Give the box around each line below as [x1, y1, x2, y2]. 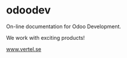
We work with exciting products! [6, 34, 85, 41]
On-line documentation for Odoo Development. [6, 23, 122, 30]
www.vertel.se [6, 45, 42, 53]
